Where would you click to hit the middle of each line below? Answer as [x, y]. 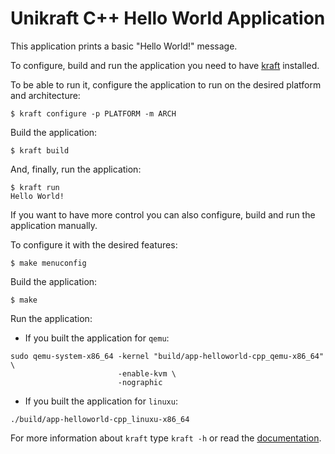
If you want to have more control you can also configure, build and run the [163, 214]
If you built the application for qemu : [97, 338]
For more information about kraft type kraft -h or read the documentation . [166, 438]
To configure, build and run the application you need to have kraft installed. [165, 65]
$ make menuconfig [48, 263]
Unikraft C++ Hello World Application [168, 18]
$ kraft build [40, 150]
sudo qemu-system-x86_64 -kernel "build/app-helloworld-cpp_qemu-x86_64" [167, 356]
